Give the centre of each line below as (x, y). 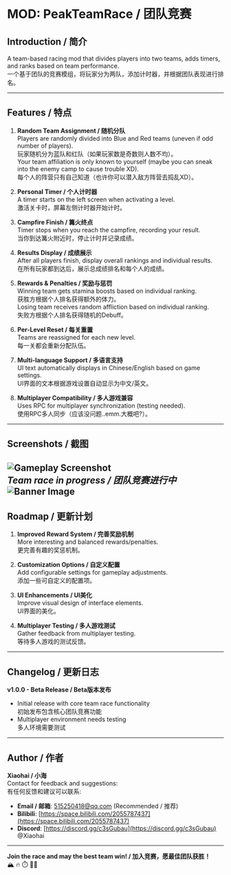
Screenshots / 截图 (48, 444)
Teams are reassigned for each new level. (76, 337)
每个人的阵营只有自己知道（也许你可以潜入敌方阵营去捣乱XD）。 (107, 177)
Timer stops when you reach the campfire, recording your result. (109, 230)
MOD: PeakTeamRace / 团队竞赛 (99, 14)
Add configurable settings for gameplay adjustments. (92, 573)
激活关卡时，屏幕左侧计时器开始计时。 (71, 208)
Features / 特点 (40, 113)
